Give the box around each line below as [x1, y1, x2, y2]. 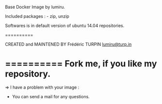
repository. [5, 68, 51, 79]
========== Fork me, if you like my [5, 58, 157, 69]
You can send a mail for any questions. [12, 93, 90, 99]
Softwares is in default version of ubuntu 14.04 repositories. [5, 23, 125, 28]
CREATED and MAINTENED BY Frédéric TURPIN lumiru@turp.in [5, 41, 132, 47]
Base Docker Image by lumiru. [5, 4, 65, 10]
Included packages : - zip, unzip [5, 13, 69, 19]
